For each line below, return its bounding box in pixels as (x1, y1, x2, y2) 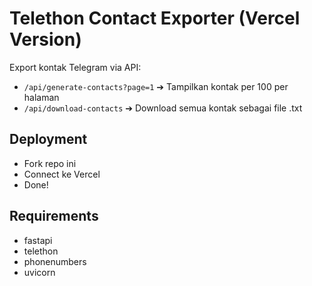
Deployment (9, 131, 88, 148)
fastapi (23, 234, 53, 246)
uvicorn (23, 266, 56, 278)
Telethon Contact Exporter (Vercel (9, 7, 301, 30)
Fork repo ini (23, 157, 77, 169)
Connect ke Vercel (23, 168, 101, 180)
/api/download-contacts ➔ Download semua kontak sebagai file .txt (23, 102, 303, 114)
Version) (9, 28, 82, 51)
